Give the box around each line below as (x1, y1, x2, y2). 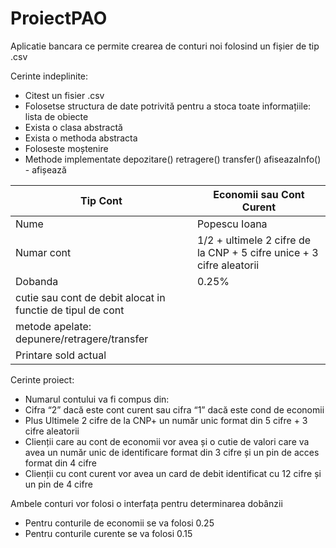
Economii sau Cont (213, 187, 305, 201)
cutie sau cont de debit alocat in (15, 290, 166, 304)
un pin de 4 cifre (24, 478, 93, 490)
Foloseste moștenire (24, 142, 109, 154)
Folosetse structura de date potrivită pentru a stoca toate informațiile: (24, 100, 312, 112)
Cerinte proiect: (10, 373, 75, 386)
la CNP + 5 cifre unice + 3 (196, 245, 319, 259)
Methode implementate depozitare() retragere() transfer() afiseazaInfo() (24, 153, 322, 165)
